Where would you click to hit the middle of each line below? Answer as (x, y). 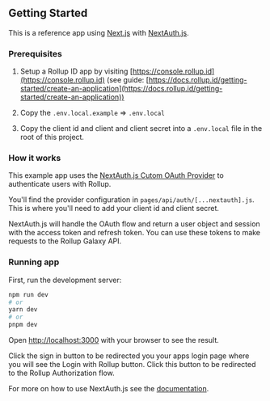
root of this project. (52, 137)
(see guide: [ (128, 80)
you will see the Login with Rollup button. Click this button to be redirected (132, 365)
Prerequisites (35, 53)
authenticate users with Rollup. (60, 184)
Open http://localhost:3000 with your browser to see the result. (114, 340)
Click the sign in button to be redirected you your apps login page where (129, 356)
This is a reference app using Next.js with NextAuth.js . (99, 32)
